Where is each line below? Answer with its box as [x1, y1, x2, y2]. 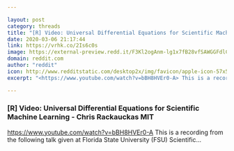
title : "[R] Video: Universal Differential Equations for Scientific [7, 29, 214, 36]
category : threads [7, 22, 61, 30]
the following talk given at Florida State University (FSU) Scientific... [7, 135, 202, 143]
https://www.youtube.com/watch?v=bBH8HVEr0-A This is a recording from [7, 128, 224, 136]
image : [7, 49, 26, 56]
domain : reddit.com [7, 55, 64, 63]
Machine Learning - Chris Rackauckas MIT [7, 112, 155, 122]
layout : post [7, 16, 45, 23]
